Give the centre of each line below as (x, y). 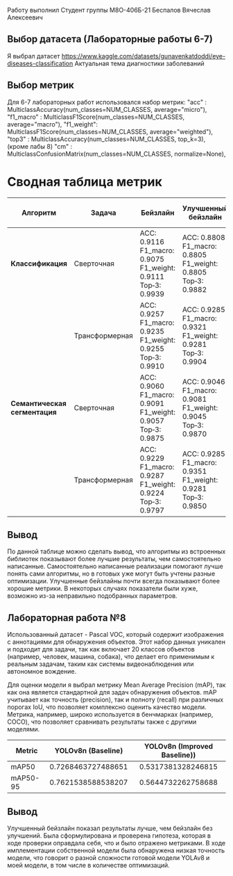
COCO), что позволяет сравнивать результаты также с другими (102, 722)
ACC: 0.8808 (204, 237)
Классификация (39, 263)
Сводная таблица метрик (85, 182)
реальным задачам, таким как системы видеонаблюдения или (101, 664)
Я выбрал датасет (34, 56)
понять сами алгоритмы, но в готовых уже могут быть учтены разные (111, 574)
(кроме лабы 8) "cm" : (40, 146)
